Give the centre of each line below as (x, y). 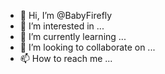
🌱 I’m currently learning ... (73, 36)
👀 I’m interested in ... (62, 26)
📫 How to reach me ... (66, 58)
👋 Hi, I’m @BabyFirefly (66, 15)
